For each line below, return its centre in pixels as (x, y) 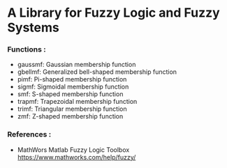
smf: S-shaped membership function (70, 94)
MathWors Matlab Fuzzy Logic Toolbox (73, 150)
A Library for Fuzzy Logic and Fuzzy (113, 13)
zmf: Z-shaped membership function (70, 116)
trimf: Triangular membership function (72, 109)
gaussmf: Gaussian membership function (76, 65)
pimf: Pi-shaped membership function (72, 79)
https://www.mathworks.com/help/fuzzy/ (76, 157)
